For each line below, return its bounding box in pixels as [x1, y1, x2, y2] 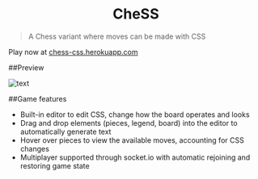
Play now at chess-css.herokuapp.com [8, 47, 138, 56]
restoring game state [19, 160, 91, 170]
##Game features [8, 94, 67, 103]
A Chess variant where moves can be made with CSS [27, 31, 206, 41]
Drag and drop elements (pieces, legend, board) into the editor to [19, 118, 238, 127]
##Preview [8, 62, 44, 73]
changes [19, 144, 50, 153]
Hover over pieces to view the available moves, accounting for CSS [19, 135, 244, 145]
